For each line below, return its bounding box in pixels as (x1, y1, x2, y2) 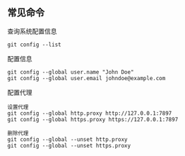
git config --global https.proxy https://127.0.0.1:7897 (7, 116, 179, 123)
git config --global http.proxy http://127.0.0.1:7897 (7, 109, 172, 117)
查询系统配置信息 (7, 27, 57, 35)
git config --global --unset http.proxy (7, 135, 129, 143)
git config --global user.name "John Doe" (7, 68, 134, 76)
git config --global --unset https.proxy (7, 142, 131, 149)
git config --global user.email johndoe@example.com (7, 74, 166, 82)
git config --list (7, 41, 61, 48)
